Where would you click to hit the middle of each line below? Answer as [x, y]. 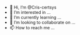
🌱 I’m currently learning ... [35, 17]
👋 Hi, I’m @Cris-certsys [33, 7]
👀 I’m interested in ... [30, 12]
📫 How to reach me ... [32, 28]
